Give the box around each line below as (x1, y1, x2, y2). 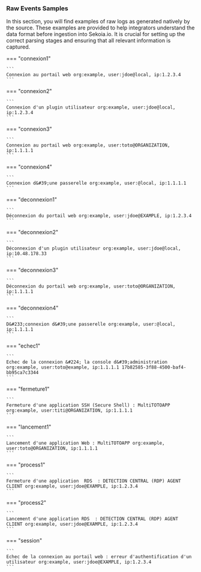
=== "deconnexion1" (6, 196, 57, 203)
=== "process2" (6, 499, 47, 507)
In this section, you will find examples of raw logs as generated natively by (6, 18, 190, 25)
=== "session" (6, 537, 43, 544)
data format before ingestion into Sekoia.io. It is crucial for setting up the (6, 31, 185, 38)
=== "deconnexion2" (6, 229, 59, 236)
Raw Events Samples (6, 4, 69, 13)
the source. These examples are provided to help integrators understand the (6, 24, 195, 31)
